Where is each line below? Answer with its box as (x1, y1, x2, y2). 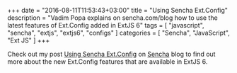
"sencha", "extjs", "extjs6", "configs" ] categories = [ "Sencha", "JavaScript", (7, 28, 230, 37)
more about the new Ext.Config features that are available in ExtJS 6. (7, 57, 208, 66)
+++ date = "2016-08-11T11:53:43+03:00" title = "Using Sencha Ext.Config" (7, 6, 229, 14)
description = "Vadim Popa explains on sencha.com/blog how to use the (7, 13, 218, 22)
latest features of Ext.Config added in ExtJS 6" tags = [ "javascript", (7, 21, 204, 29)
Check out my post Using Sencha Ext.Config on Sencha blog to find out (7, 50, 216, 58)
